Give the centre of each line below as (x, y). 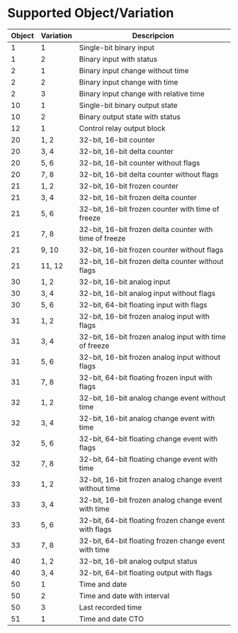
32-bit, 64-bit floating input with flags (143, 304)
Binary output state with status (130, 116)
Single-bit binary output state (129, 105)
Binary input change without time (134, 70)
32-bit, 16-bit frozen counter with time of (149, 209)
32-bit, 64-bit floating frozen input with (146, 378)
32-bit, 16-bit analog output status (138, 561)
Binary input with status (118, 59)
